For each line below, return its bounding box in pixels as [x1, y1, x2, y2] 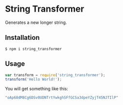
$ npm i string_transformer [5, 46, 62, 52]
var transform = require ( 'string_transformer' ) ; [5, 72, 105, 77]
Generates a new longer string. [5, 19, 67, 25]
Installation [5, 34, 40, 42]
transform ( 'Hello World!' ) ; [5, 77, 62, 82]
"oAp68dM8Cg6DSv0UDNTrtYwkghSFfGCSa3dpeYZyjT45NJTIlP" [5, 95, 119, 100]
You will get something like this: [5, 86, 69, 92]
